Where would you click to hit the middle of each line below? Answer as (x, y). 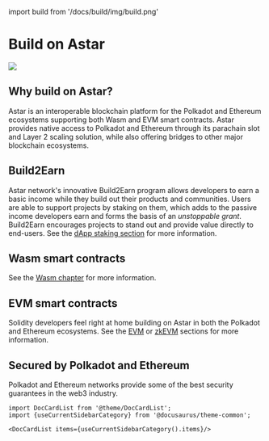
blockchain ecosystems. (48, 145)
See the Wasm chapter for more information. (82, 278)
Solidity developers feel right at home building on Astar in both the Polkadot (134, 323)
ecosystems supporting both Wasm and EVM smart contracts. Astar (121, 120)
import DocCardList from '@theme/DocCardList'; (90, 408)
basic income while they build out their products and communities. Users (130, 199)
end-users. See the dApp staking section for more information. (113, 233)
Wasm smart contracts (67, 258)
